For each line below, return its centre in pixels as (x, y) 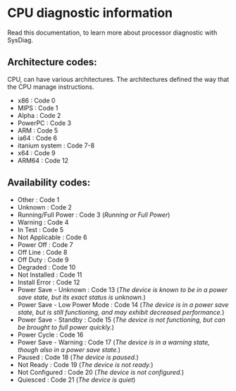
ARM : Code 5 (38, 130)
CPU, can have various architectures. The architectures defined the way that (118, 79)
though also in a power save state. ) (69, 349)
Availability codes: (49, 182)
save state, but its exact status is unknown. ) (81, 297)
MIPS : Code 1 (38, 108)
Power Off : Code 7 (45, 244)
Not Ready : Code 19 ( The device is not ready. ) (85, 364)
